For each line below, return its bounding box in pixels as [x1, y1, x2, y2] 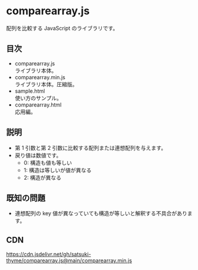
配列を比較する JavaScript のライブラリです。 [6, 24, 118, 32]
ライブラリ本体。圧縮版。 [14, 80, 78, 87]
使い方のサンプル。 [14, 94, 62, 102]
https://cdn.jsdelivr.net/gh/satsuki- [6, 251, 91, 258]
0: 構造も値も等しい [23, 159, 73, 166]
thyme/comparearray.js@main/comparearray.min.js [6, 257, 133, 264]
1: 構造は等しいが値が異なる [23, 167, 92, 174]
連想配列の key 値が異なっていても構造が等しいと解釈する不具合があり [14, 210, 187, 217]
